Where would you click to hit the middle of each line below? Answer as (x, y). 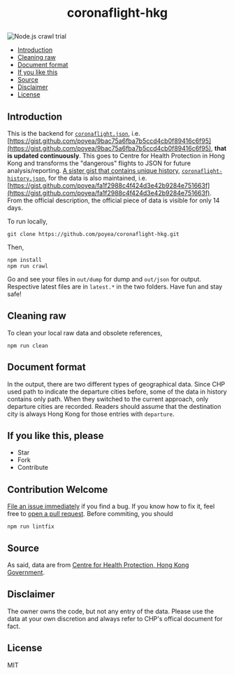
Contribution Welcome (58, 489)
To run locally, (27, 221)
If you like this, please (56, 436)
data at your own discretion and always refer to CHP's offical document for (115, 618)
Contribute (33, 468)
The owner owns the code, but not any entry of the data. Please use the (111, 611)
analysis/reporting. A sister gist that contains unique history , (94, 171)
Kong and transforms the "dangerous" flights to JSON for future (99, 163)
